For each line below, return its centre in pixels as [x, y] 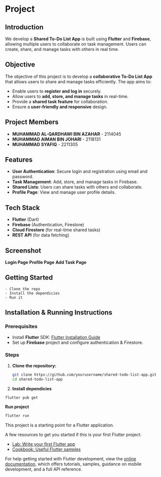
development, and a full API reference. [44, 469]
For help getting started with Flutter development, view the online [71, 459]
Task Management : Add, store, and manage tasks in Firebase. [75, 182]
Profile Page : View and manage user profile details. [64, 192]
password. [23, 177]
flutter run [17, 416]
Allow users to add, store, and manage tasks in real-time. [70, 96]
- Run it [14, 297]
